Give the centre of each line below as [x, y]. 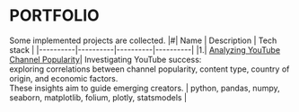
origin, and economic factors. [64, 78]
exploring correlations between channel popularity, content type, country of [149, 69]
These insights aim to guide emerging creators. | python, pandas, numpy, [145, 88]
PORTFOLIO [55, 16]
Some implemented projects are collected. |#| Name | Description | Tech [143, 40]
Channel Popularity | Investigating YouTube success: [106, 59]
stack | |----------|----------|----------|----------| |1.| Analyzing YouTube [145, 49]
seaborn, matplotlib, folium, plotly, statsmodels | [98, 97]
